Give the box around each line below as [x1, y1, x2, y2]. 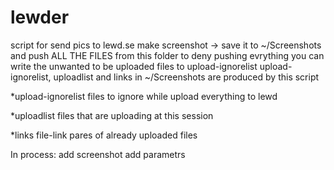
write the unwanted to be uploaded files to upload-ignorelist [10, 60, 258, 72]
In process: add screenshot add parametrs [10, 148, 186, 160]
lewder [10, 6, 70, 29]
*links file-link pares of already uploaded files [10, 129, 198, 141]
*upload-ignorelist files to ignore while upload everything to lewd [10, 90, 278, 102]
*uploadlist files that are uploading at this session [10, 109, 214, 121]
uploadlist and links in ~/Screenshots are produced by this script [53, 71, 320, 83]
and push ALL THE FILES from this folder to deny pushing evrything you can [10, 49, 325, 61]
